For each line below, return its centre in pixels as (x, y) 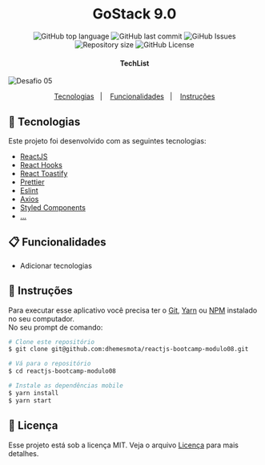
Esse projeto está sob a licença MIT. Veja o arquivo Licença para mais (123, 445)
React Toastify (44, 173)
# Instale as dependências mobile (66, 386)
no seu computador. (41, 318)
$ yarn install (34, 393)
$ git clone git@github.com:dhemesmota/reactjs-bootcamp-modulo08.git (128, 350)
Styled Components (53, 207)
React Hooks (41, 164)
